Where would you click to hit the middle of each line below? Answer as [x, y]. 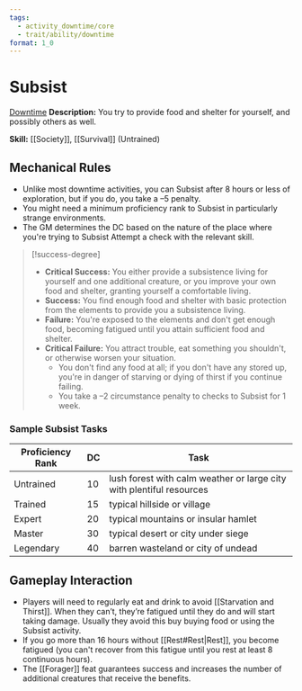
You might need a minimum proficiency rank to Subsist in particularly [150, 208]
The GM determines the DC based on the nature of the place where [147, 227]
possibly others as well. [53, 121]
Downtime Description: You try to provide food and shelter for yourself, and [150, 112]
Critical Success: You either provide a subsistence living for [156, 272]
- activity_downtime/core [66, 26]
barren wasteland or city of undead [183, 548]
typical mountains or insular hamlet [183, 519]
